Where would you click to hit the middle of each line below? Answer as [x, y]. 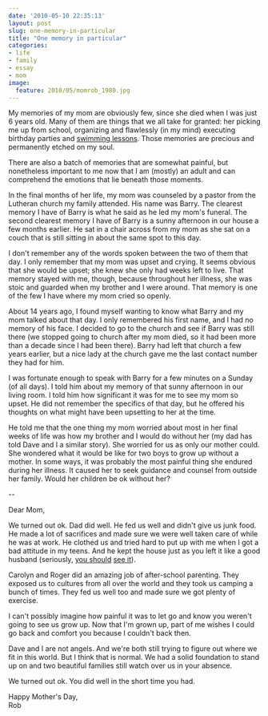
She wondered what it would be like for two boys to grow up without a [124, 453]
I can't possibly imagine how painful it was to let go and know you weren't [130, 616]
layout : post [30, 23]
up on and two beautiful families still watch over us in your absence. [120, 665]
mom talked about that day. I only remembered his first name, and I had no [131, 320]
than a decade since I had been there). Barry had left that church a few [125, 346]
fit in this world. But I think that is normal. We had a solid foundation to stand [134, 657]
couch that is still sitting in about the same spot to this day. [105, 238]
